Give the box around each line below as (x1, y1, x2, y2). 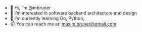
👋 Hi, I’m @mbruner (10, 5, 51, 10)
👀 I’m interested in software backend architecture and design (10, 10, 137, 16)
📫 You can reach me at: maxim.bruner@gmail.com (10, 21, 117, 27)
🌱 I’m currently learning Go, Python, (10, 15, 85, 21)
